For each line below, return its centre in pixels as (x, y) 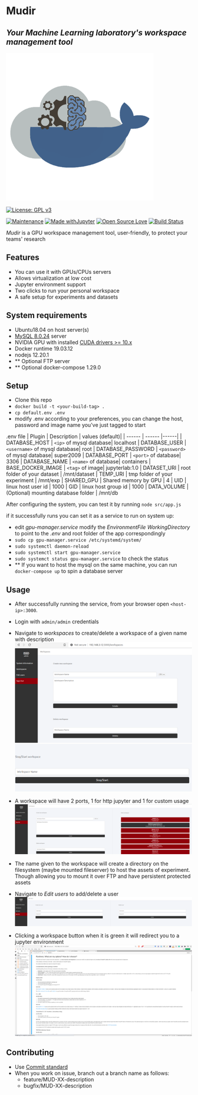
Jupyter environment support (50, 284)
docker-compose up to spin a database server (69, 571)
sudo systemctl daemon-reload (52, 547)
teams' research (26, 239)
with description (34, 639)
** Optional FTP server (42, 361)
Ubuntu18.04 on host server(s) (52, 329)
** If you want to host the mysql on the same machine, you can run (96, 565)
